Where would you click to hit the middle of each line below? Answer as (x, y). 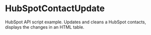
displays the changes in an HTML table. (45, 27)
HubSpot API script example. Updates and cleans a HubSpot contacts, (75, 22)
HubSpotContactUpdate (55, 9)
